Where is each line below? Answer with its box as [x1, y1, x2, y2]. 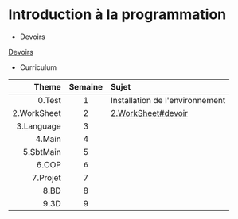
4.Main [35, 133, 61, 144]
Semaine [68, 81, 103, 92]
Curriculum [19, 62, 57, 72]
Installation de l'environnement [110, 94, 226, 106]
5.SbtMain [22, 146, 61, 157]
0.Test [37, 94, 61, 106]
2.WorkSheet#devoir [110, 107, 189, 118]
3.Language [16, 121, 61, 132]
